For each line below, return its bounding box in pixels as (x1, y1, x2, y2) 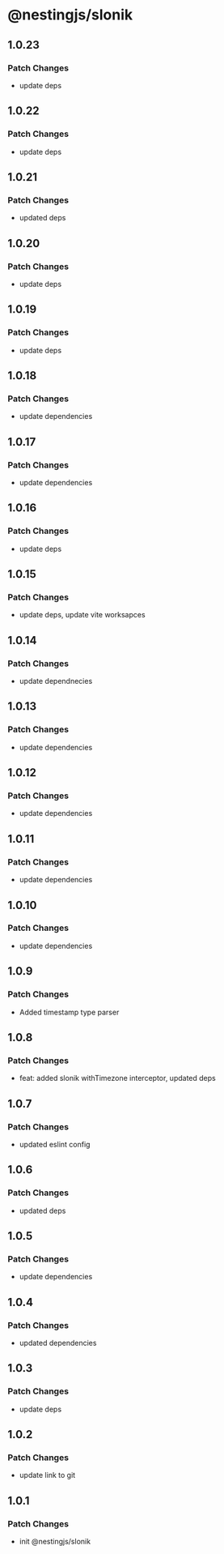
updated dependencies (19, 1338, 97, 1347)
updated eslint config (19, 1139, 91, 1149)
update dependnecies (19, 677, 93, 686)
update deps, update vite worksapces (19, 610, 146, 620)
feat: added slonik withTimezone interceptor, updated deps (19, 1074, 216, 1083)
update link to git (19, 1471, 76, 1480)
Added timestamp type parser (19, 1007, 120, 1017)
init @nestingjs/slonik (19, 1537, 91, 1546)
